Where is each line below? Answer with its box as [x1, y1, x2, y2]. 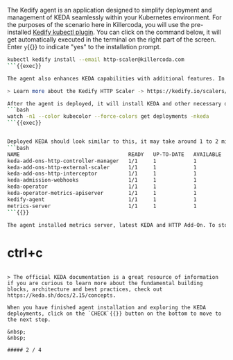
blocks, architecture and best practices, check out [7, 286, 163, 293]
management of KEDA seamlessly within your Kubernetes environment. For [7, 13, 222, 22]
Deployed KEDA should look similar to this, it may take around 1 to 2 [7, 138, 218, 145]
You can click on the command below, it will [96, 28, 222, 36]
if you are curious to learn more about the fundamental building [7, 280, 203, 287]
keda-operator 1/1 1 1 [7, 183, 197, 190]
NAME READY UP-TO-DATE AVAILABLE [7, 151, 222, 158]
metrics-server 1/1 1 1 [7, 203, 197, 209]
